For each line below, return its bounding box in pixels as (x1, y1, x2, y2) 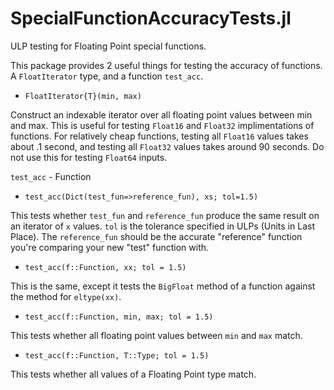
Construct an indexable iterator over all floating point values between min (10, 108, 313, 121)
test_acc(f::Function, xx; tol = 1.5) (24, 262, 187, 272)
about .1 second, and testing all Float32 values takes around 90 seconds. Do (10, 140, 325, 152)
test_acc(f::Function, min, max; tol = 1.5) (24, 312, 214, 322)
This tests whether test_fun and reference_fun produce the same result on (10, 209, 320, 221)
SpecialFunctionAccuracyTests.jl (10, 7, 292, 30)
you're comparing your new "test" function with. (10, 241, 210, 253)
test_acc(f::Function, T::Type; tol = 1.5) (24, 350, 210, 361)
